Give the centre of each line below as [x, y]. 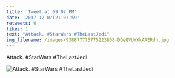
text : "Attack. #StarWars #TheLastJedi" [58, 34]
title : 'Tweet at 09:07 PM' [42, 12]
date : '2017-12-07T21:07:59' [43, 18]
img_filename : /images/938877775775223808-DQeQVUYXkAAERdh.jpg [88, 40]
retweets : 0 [21, 23]
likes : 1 [17, 29]
